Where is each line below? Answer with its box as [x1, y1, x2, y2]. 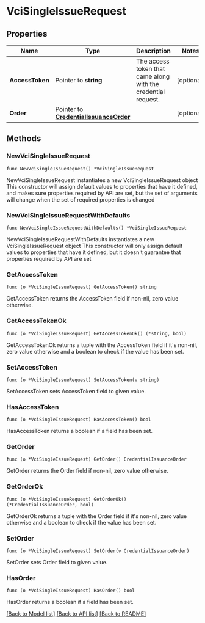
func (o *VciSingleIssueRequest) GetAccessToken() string [6, 284, 157, 291]
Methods [6, 133, 41, 144]
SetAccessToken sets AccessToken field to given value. [6, 387, 146, 395]
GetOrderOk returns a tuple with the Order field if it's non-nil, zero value [6, 512, 187, 520]
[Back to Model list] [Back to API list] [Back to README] [6, 610, 146, 618]
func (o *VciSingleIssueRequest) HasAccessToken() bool [6, 417, 151, 423]
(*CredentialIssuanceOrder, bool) [6, 501, 95, 508]
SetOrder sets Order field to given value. [6, 559, 108, 566]
